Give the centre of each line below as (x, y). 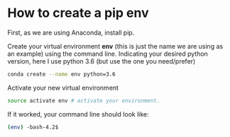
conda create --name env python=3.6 (61, 74)
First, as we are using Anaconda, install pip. (71, 32)
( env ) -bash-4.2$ (33, 127)
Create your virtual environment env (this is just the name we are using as (115, 46)
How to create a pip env (78, 13)
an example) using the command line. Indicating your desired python (108, 54)
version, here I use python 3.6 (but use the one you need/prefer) (102, 61)
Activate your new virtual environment (63, 88)
